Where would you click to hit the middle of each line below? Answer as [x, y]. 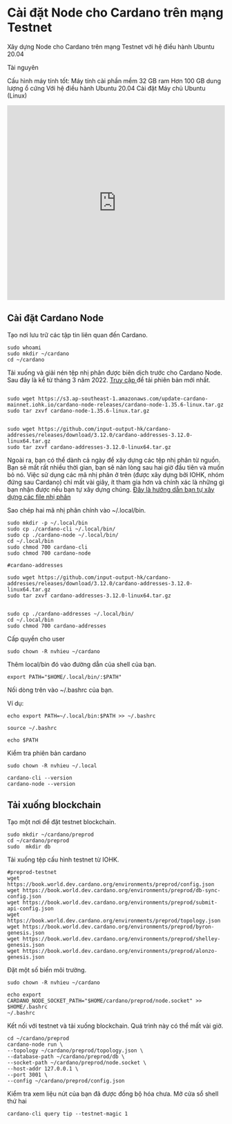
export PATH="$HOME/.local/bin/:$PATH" [65, 677]
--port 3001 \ [28, 1075]
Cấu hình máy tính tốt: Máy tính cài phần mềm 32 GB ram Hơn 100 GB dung [114, 80]
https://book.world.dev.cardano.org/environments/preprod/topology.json [114, 920]
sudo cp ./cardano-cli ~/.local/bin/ [61, 529]
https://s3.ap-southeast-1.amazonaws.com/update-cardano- [123, 399]
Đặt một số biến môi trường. [47, 970]
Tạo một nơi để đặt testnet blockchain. [62, 821]
